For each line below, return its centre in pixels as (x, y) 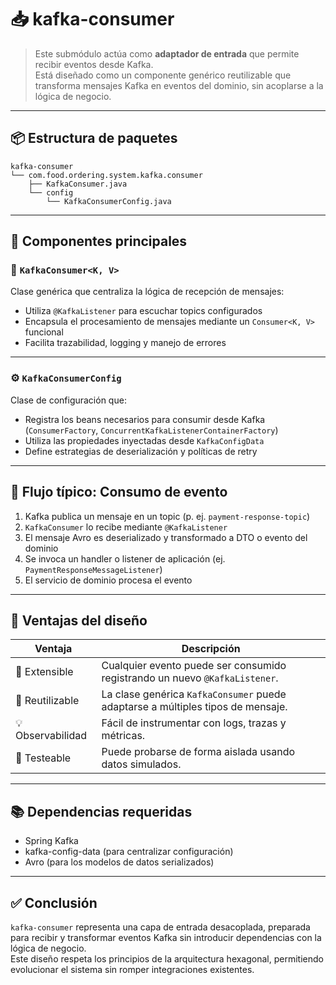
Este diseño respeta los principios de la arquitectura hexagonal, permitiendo (167, 958)
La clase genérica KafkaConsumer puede (194, 694)
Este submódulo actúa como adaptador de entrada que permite (167, 53)
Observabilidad (51, 736)
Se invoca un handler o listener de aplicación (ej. (125, 558)
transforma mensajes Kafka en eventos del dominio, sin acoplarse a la (179, 85)
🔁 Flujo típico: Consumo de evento (119, 492)
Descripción (211, 649)
